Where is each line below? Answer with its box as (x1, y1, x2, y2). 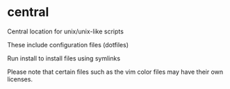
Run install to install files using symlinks (7, 54, 120, 63)
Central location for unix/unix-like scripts (7, 27, 124, 35)
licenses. (7, 74, 33, 83)
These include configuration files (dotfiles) (7, 40, 129, 49)
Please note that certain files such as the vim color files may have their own (7, 67, 224, 76)
